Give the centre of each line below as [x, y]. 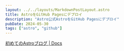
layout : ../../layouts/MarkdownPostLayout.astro [57, 10]
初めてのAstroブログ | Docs [34, 43]
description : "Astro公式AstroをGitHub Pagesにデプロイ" [63, 19]
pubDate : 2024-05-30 [27, 24]
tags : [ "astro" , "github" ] [34, 28]
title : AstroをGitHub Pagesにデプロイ [44, 14]
